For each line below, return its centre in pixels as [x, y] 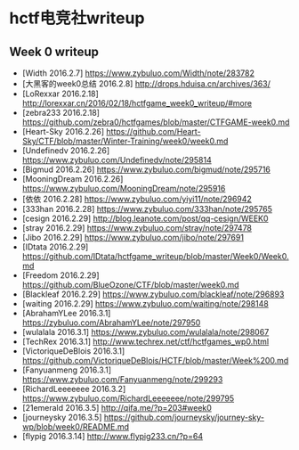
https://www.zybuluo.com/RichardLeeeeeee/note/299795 [128, 398]
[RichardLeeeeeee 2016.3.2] [74, 389]
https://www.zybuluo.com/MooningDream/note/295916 [124, 188]
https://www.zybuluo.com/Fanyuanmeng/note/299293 [122, 379]
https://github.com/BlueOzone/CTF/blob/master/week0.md [130, 285]
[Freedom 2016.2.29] [61, 275]
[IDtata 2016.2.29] [55, 247]
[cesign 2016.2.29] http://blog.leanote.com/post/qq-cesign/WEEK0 [145, 218]
